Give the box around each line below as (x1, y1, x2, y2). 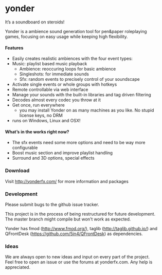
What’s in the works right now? (5, 128, 70, 134)
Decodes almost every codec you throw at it (12, 97, 101, 103)
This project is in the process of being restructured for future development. (5, 211, 156, 217)
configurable (12, 145, 38, 151)
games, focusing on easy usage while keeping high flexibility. (5, 34, 128, 39)
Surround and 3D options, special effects (12, 155, 95, 161)
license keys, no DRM (19, 112, 63, 118)
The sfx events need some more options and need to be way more (12, 140, 146, 146)
